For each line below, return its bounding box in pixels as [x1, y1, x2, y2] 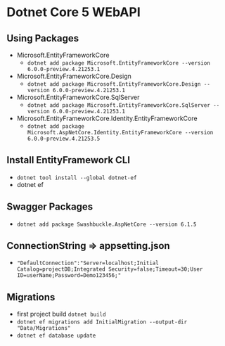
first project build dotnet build [16, 310, 106, 319]
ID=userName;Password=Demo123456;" [16, 272, 122, 279]
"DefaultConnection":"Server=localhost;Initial [16, 259, 159, 267]
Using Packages [6, 32, 79, 44]
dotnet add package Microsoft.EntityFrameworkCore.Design [27, 81, 201, 88]
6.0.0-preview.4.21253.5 [27, 135, 101, 142]
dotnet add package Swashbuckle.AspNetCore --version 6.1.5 [16, 221, 197, 228]
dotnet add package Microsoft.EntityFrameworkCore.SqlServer [27, 102, 210, 109]
